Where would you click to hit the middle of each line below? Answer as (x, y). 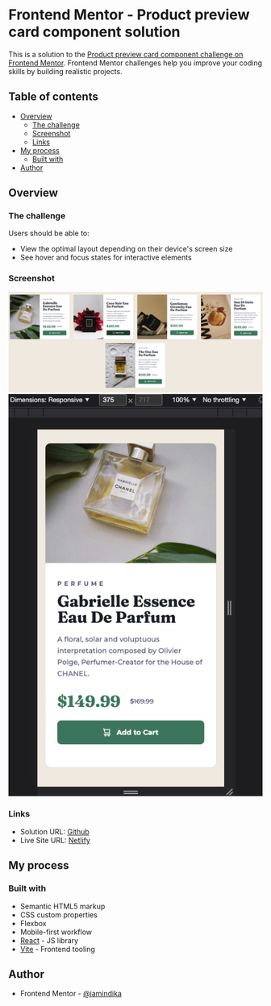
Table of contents (53, 97)
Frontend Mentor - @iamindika (71, 994)
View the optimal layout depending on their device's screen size (126, 249)
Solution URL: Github (55, 831)
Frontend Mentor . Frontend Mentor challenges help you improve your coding (135, 63)
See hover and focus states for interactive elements (106, 258)
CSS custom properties (59, 915)
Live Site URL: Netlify (55, 840)
